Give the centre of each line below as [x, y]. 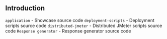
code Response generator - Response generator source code [68, 31]
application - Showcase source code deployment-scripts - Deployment [80, 20]
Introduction [25, 8]
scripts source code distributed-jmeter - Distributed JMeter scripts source [84, 25]
